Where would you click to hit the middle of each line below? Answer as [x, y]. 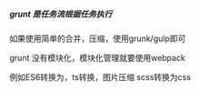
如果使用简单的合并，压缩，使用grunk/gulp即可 [98, 38]
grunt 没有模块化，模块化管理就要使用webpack [98, 57]
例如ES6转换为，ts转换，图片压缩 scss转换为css [100, 76]
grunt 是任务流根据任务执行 [61, 14]
